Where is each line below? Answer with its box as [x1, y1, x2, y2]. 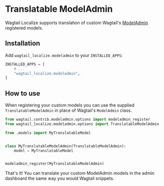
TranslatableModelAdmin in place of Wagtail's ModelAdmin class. [5, 107, 132, 114]
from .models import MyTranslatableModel [5, 130, 91, 135]
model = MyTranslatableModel [14, 148, 74, 153]
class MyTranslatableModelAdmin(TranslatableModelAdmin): [5, 144, 126, 149]
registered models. [5, 25, 43, 31]
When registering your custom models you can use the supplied [5, 102, 135, 108]
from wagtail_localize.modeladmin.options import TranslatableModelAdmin [5, 122, 160, 126]
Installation [5, 39, 40, 48]
